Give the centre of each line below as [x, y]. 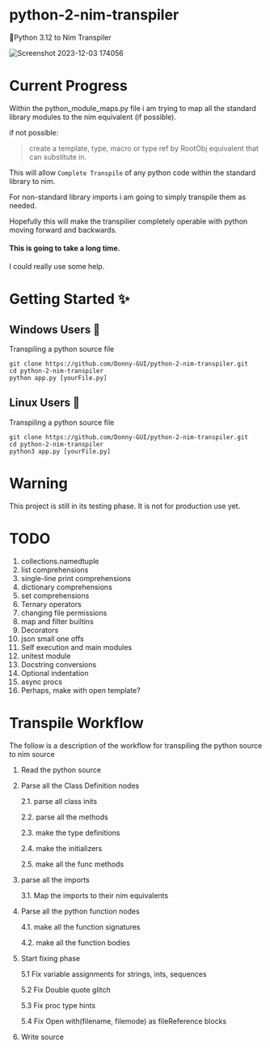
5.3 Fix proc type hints [58, 1005]
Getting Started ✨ [70, 299]
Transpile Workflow [76, 723]
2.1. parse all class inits [59, 801]
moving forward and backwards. [63, 229]
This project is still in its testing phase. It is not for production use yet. [125, 506]
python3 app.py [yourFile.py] [60, 451]
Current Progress [68, 86]
